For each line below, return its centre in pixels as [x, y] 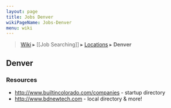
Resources [22, 80]
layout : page [22, 11]
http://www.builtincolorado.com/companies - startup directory [90, 92]
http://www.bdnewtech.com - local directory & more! [78, 99]
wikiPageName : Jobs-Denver [39, 22]
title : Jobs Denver [30, 17]
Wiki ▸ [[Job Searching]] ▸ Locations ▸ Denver [76, 45]
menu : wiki [19, 28]
